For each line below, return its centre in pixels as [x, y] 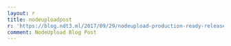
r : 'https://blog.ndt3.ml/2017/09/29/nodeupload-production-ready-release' [118, 26]
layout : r [21, 13]
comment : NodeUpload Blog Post [52, 32]
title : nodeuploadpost [40, 20]
